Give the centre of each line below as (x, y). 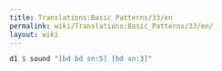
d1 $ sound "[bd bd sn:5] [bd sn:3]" (81, 59)
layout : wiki (34, 34)
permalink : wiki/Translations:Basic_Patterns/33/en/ (111, 26)
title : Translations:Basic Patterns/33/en (91, 18)
